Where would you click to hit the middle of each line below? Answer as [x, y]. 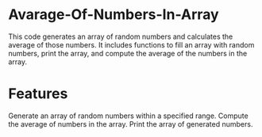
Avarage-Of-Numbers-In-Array [114, 15]
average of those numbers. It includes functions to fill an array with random [131, 44]
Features [38, 94]
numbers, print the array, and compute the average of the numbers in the [128, 53]
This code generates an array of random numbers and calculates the [121, 36]
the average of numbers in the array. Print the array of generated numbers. [131, 124]
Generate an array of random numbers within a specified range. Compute [128, 116]
